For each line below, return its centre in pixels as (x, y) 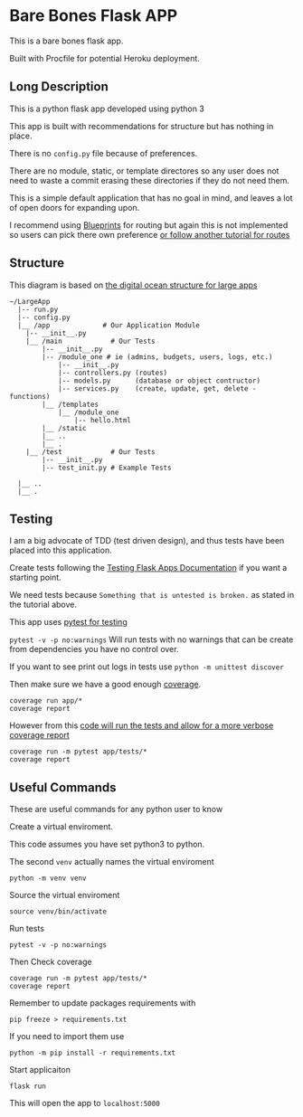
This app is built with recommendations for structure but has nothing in (142, 126)
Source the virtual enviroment (65, 895)
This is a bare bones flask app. (66, 41)
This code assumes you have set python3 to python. (107, 844)
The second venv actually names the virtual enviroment (112, 862)
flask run (28, 1086)
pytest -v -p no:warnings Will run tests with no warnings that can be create (151, 639)
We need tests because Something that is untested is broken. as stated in (152, 595)
